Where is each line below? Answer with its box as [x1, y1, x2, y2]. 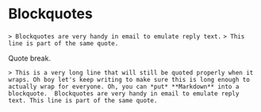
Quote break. [8, 53, 52, 63]
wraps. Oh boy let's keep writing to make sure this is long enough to [8, 75, 250, 83]
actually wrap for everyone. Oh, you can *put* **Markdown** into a [8, 83, 240, 91]
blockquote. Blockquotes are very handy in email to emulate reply [8, 89, 240, 98]
